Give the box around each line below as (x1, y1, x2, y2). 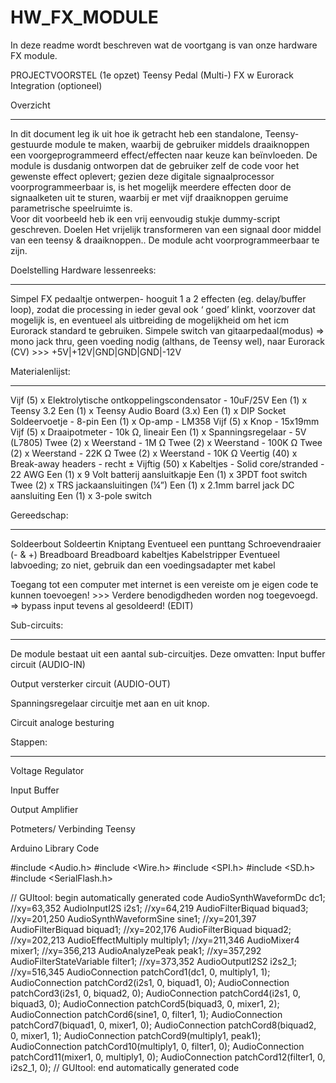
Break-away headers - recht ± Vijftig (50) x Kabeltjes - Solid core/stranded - (10, 457, 325, 470)
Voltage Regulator (10, 764, 85, 776)
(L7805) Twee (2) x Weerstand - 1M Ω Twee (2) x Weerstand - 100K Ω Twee (10, 436, 323, 448)
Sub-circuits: (10, 619, 64, 631)
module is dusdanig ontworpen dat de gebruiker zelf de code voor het (10, 159, 300, 171)
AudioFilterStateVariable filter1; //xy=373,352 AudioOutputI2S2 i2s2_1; (10, 955, 298, 967)
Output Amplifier (10, 803, 79, 815)
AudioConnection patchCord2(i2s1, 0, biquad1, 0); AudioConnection (10, 976, 290, 988)
